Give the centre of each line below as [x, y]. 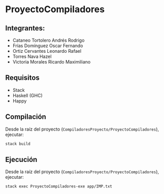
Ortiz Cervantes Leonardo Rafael [47, 51]
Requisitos [22, 78]
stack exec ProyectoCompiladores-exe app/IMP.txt [59, 186]
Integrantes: [25, 28]
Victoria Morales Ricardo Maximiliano [52, 62]
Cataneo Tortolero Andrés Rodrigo [48, 40]
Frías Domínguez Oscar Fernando [48, 46]
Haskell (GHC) [27, 95]
